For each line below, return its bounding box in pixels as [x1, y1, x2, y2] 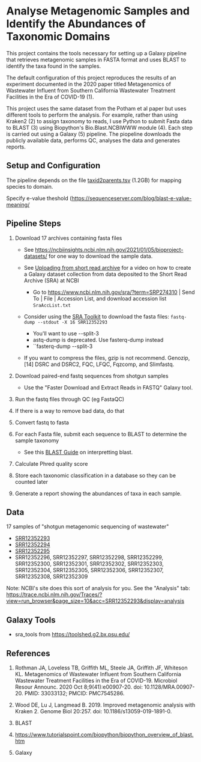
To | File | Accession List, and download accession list [32, 294, 167, 302]
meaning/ [6, 201, 30, 208]
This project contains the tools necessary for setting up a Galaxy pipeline [6, 49, 187, 56]
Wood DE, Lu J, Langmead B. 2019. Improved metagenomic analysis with [14, 701, 196, 709]
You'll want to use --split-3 [32, 329, 99, 337]
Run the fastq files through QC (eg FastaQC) [14, 395, 125, 403]
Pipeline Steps [6, 218, 61, 229]
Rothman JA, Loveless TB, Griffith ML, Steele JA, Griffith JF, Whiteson [14, 664, 188, 671]
